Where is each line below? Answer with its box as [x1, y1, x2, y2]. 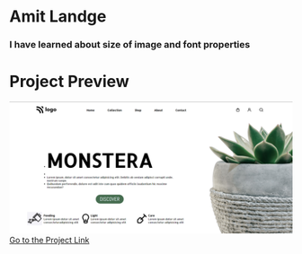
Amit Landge [9, 6, 107, 27]
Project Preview [9, 72, 130, 92]
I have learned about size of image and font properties [9, 39, 251, 51]
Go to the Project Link [9, 235, 90, 246]
